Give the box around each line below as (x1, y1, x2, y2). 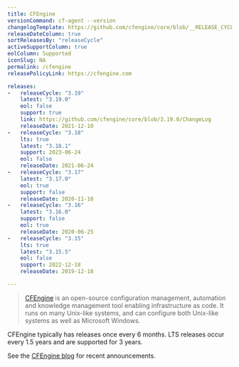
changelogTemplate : (7, 23, 65, 31)
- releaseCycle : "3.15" (7, 235, 84, 242)
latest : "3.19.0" (20, 96, 72, 103)
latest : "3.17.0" (20, 175, 72, 182)
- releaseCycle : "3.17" (7, 169, 84, 176)
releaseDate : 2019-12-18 (20, 268, 94, 275)
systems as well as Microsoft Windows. (24, 316, 141, 324)
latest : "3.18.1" (20, 142, 72, 149)
